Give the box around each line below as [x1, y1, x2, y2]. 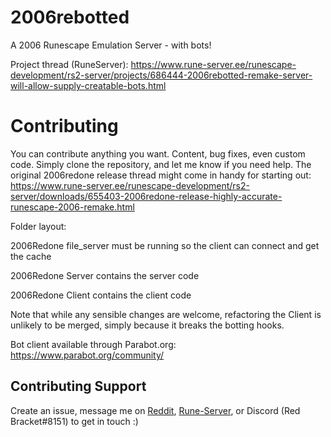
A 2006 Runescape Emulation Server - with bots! [10, 39, 212, 51]
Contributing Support [10, 378, 147, 395]
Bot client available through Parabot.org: [10, 338, 177, 350]
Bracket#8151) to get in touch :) [10, 415, 139, 427]
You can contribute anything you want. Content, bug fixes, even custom [10, 147, 306, 160]
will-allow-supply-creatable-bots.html [10, 79, 167, 91]
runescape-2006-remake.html [10, 201, 135, 213]
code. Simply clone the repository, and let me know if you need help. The [10, 158, 312, 170]
